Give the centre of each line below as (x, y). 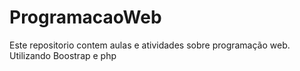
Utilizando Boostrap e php (63, 55)
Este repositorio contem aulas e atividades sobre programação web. (150, 45)
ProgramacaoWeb (85, 17)
